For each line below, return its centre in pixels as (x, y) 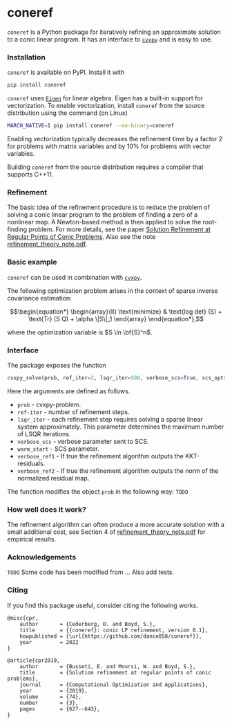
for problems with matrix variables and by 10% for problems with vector (109, 146)
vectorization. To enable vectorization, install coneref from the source (106, 106)
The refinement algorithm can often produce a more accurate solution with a (116, 525)
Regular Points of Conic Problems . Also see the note (81, 237)
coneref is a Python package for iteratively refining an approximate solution (114, 32)
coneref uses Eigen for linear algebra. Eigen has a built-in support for (105, 98)
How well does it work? (47, 509)
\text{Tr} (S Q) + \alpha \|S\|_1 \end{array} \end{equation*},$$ (116, 319)
